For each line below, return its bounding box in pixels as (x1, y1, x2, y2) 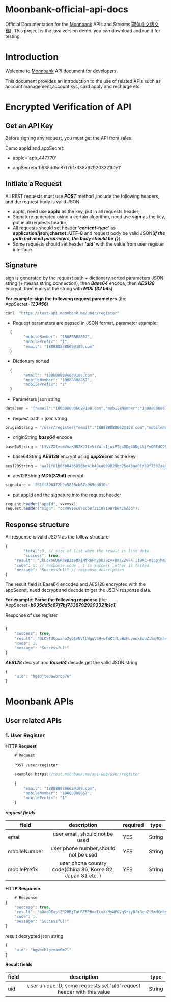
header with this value (58, 989, 110, 996)
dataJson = (5, 406, 28, 411)
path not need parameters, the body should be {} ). (12, 235, 122, 241)
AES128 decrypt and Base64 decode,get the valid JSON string (5, 659, 138, 666)
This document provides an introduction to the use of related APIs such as (5, 78, 161, 84)
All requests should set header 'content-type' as (12, 225, 116, 231)
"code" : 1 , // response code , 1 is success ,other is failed (14, 563, 149, 568)
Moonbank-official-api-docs (5, 4, 128, 15)
